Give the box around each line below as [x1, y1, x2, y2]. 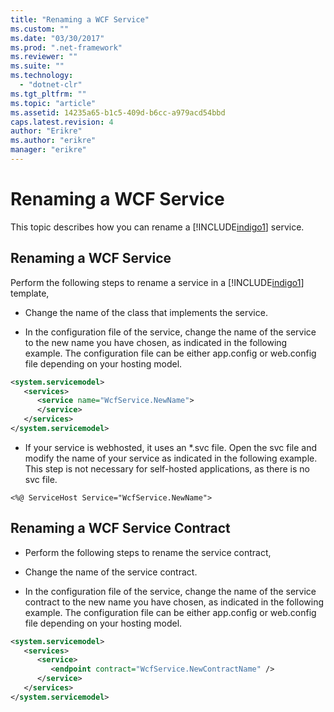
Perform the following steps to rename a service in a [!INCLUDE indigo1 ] [10, 276, 305, 288]
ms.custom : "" [10, 24, 70, 34]
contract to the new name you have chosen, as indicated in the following [24, 596, 325, 608]
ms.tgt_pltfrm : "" [10, 89, 87, 99]
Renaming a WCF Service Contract [10, 520, 231, 537]
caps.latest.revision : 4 [10, 117, 114, 127]
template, [10, 287, 50, 299]
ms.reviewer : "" [10, 52, 78, 62]
